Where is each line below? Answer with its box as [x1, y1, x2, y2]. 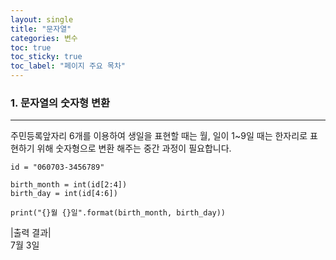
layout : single [10, 14, 74, 25]
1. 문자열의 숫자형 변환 [10, 96, 111, 110]
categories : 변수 [10, 33, 78, 43]
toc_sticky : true [10, 52, 83, 62]
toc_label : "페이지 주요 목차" [10, 61, 126, 71]
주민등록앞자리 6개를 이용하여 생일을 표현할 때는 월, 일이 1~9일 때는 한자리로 [10, 130, 308, 142]
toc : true [10, 42, 52, 53]
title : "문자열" [10, 24, 72, 34]
